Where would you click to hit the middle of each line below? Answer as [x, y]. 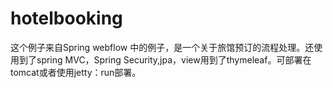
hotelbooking [66, 18]
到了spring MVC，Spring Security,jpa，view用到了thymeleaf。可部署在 [165, 59]
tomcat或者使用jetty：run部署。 [76, 72]
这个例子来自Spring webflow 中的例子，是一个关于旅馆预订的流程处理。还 [162, 47]
